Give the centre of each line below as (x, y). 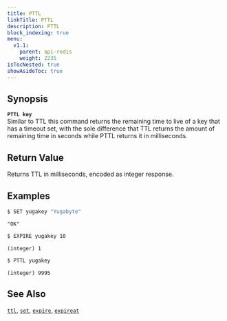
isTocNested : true (33, 65)
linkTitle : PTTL (30, 20)
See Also (26, 294)
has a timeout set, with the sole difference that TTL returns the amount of (111, 129)
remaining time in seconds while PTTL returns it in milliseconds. (97, 136)
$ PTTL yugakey (29, 261)
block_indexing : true (38, 33)
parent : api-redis (46, 52)
